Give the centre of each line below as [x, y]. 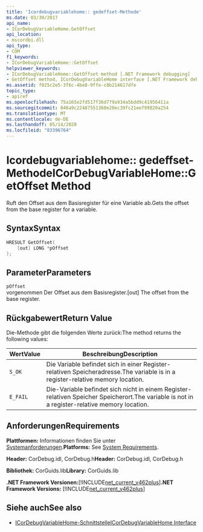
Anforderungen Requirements [63, 426]
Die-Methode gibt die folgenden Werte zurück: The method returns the [94, 332]
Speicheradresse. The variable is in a [124, 372]
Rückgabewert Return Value [60, 318]
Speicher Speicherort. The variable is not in [133, 397]
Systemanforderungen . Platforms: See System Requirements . [82, 447]
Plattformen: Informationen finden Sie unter [61, 440]
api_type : [19, 46]
